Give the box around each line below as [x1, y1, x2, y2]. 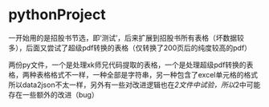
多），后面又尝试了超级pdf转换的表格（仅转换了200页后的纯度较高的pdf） [8, 42, 251, 53]
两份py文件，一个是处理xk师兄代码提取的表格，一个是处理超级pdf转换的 [8, 60, 247, 69]
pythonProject [8, 6, 106, 24]
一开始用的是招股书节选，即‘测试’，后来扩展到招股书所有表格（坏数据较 [8, 33, 245, 42]
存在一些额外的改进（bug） [8, 89, 99, 99]
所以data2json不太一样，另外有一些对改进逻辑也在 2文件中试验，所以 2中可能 [8, 80, 261, 89]
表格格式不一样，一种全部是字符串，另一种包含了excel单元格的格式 [35, 69, 259, 79]
